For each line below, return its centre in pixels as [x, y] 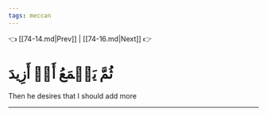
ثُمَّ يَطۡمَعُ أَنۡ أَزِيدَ [61, 73]
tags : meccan [30, 15]
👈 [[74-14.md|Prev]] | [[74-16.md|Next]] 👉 [80, 39]
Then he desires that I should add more [73, 95]
